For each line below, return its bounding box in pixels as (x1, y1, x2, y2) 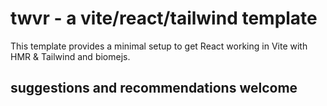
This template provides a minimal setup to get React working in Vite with (10, 40, 308, 52)
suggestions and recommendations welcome (10, 80, 298, 97)
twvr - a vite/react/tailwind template (10, 7, 318, 30)
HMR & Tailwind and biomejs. (10, 50, 131, 62)
